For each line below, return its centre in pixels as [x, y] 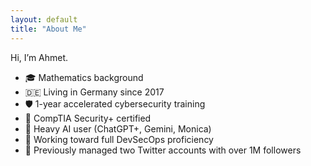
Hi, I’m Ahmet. [39, 57]
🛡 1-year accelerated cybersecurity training [115, 103]
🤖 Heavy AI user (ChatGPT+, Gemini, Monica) [118, 128]
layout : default [44, 19]
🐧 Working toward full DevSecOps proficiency [119, 139]
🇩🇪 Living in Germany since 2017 [94, 92]
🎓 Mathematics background [84, 77]
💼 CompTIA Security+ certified [88, 118]
